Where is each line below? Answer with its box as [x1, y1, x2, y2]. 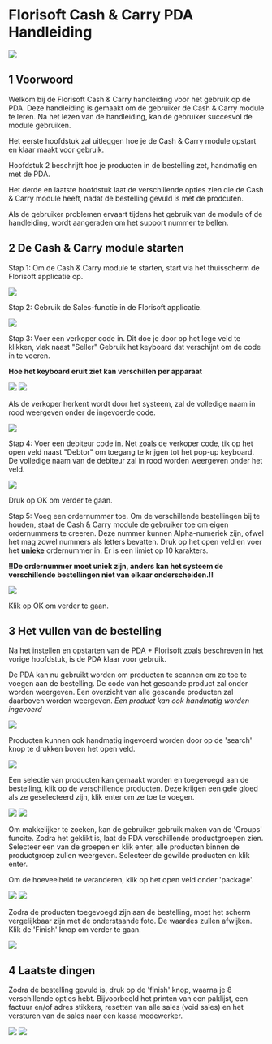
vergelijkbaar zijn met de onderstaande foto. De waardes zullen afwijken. [8, 916, 253, 926]
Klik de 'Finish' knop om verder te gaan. [8, 925, 142, 934]
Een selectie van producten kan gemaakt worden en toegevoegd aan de [8, 775, 249, 785]
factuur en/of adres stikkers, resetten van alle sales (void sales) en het [8, 1003, 244, 1012]
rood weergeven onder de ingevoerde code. [8, 408, 156, 417]
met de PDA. [8, 169, 50, 179]
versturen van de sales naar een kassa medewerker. [8, 1011, 183, 1020]
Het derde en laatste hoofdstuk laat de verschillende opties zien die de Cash [8, 184, 264, 194]
